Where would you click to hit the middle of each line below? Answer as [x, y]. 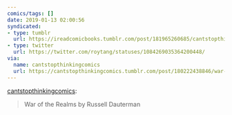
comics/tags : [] [30, 13]
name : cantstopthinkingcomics [57, 65]
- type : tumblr [29, 33]
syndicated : [24, 26]
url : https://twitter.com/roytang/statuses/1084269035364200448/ [109, 52]
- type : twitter [30, 45]
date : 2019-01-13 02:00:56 [46, 20]
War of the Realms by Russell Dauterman [82, 104]
